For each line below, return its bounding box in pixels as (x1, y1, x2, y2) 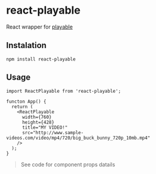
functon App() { (6, 99, 46, 105)
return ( (11, 103, 33, 110)
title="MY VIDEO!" (21, 124, 68, 131)
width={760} (21, 114, 52, 120)
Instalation (6, 40, 46, 50)
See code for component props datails (20, 161, 116, 168)
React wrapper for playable (6, 23, 73, 30)
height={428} (21, 119, 55, 125)
